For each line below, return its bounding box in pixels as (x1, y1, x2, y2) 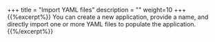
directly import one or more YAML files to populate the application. (7, 20, 196, 28)
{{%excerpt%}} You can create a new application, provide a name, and (7, 13, 209, 21)
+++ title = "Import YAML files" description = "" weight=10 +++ (7, 6, 187, 14)
